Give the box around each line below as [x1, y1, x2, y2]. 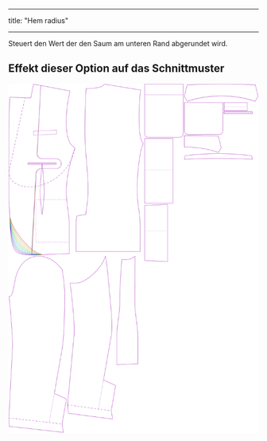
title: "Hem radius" [8, 16, 69, 25]
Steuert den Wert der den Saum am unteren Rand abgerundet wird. [8, 39, 228, 48]
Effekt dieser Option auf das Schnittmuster [8, 61, 225, 76]
